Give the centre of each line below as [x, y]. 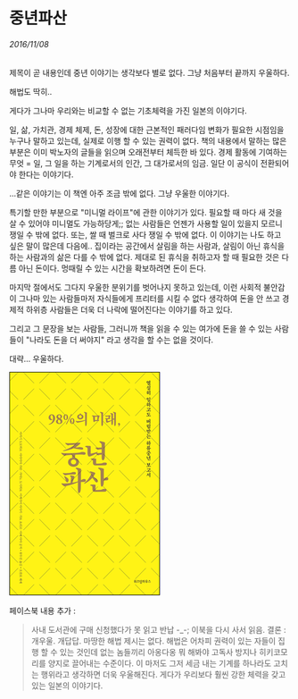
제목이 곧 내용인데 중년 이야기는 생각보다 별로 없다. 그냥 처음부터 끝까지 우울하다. [149, 73]
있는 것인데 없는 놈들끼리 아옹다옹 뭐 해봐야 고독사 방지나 [158, 653]
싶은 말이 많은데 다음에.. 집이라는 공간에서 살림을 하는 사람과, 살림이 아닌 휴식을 [147, 246]
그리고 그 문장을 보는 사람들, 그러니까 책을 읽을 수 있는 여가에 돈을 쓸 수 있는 [141, 329]
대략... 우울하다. [37, 359]
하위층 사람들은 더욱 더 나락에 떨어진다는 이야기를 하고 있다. [129, 310]
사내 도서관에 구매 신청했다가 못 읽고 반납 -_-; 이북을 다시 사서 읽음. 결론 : [159, 630]
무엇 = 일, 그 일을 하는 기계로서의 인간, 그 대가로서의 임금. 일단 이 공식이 [134, 164]
